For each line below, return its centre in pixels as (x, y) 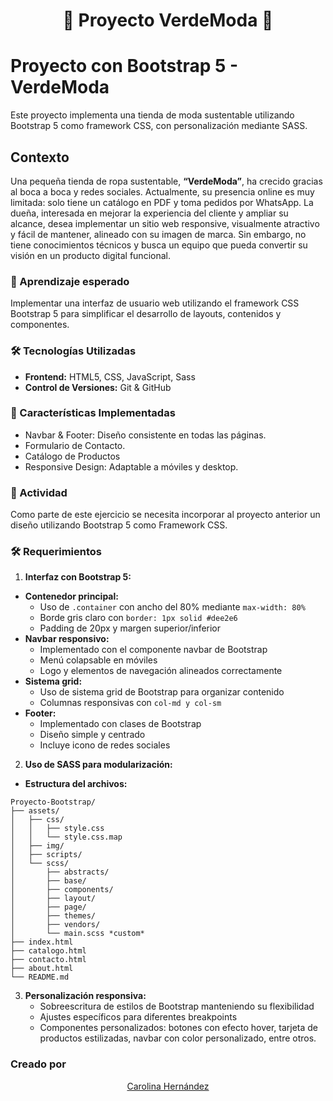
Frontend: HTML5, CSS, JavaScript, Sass (110, 376)
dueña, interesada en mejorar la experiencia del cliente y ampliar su (149, 213)
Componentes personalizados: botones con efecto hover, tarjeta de (178, 1028)
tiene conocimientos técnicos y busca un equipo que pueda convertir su (159, 245)
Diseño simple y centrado (92, 735)
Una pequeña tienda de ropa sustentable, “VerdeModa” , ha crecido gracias (166, 181)
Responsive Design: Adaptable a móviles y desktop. (131, 466)
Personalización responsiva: (85, 996)
